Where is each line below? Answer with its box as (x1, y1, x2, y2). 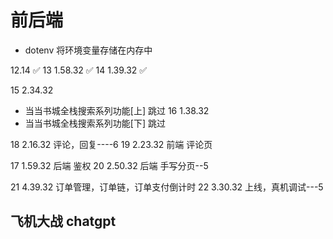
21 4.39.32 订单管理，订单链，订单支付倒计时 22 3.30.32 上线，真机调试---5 (10, 181, 324, 193)
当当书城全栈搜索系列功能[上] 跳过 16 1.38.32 (24, 104, 210, 116)
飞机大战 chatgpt (10, 213, 117, 230)
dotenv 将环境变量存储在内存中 (24, 44, 153, 56)
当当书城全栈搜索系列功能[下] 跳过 (24, 117, 166, 129)
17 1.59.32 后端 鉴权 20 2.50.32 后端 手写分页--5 (10, 159, 209, 171)
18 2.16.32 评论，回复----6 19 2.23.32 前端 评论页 (10, 138, 213, 150)
